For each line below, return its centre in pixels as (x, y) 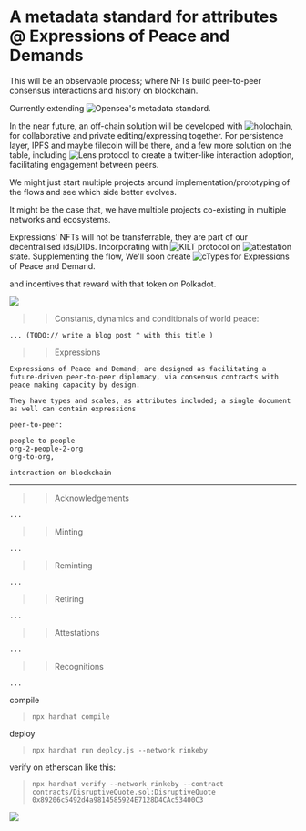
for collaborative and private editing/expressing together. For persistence (147, 135)
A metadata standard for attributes (144, 17)
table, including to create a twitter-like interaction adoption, (152, 155)
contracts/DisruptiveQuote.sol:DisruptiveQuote (123, 792)
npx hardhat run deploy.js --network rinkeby (119, 750)
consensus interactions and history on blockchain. (104, 90)
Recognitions (79, 666)
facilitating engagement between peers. (84, 164)
